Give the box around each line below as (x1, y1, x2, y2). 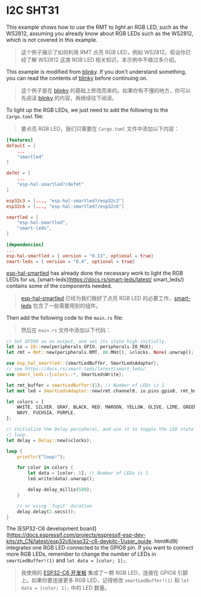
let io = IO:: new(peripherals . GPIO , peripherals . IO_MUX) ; (6, 344, 154, 350)
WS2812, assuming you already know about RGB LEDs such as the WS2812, (6, 29, 194, 37)
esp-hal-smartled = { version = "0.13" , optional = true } (6, 253, 154, 259)
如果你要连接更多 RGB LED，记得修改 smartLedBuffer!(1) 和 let (31, 577, 190, 584)
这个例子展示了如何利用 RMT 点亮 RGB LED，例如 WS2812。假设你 (20, 49, 186, 56)
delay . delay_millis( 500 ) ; (28, 487, 93, 493)
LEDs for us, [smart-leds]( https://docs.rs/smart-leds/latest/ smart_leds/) (6, 275, 184, 283)
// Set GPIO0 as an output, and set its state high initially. (6, 338, 167, 344)
